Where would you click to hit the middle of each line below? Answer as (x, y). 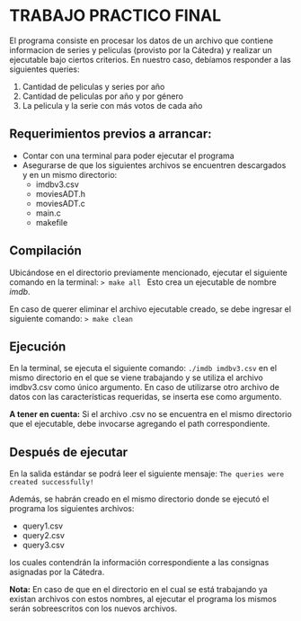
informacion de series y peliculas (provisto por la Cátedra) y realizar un (141, 49)
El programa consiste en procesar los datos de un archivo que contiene (142, 40)
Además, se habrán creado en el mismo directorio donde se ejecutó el (139, 499)
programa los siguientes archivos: (72, 509)
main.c (48, 213)
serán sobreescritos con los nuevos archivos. (93, 608)
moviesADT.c (60, 203)
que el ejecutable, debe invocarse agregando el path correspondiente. (140, 424)
